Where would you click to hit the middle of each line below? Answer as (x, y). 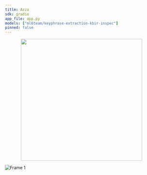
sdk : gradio (17, 14)
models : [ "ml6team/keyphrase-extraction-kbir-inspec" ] (62, 23)
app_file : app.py (23, 19)
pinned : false (19, 28)
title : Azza (17, 10)
